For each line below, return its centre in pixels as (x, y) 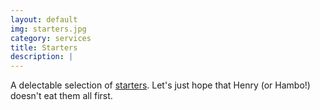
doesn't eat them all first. (61, 96)
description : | (42, 57)
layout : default (44, 19)
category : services (51, 38)
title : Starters (44, 47)
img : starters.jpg (48, 29)
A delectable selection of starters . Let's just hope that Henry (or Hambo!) (160, 85)
